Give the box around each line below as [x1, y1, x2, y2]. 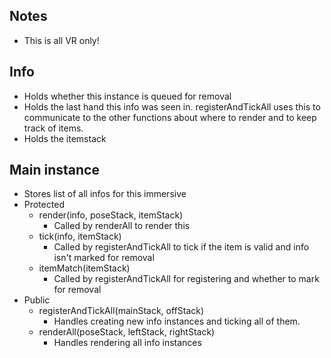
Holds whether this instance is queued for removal [23, 90, 232, 102]
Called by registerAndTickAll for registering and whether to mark [53, 273, 320, 285]
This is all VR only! [23, 34, 100, 46]
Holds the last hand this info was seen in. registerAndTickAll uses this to [23, 100, 321, 113]
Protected [23, 199, 65, 211]
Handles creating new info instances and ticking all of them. [53, 315, 301, 328]
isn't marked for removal [53, 252, 155, 264]
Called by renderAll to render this [53, 220, 191, 232]
